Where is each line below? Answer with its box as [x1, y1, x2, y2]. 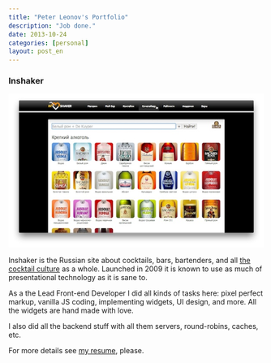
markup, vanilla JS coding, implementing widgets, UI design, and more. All [8, 296, 257, 306]
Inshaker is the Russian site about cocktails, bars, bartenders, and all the [8, 255, 251, 265]
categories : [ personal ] [8, 39, 89, 47]
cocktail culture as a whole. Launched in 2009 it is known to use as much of [8, 264, 262, 274]
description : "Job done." [8, 21, 96, 30]
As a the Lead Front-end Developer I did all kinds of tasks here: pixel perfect [8, 288, 264, 298]
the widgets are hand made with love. [8, 305, 134, 315]
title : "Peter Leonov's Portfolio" [8, 13, 129, 21]
